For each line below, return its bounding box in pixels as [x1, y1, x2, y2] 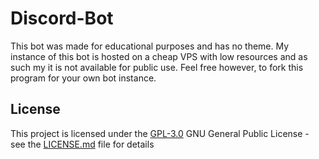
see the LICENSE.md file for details [10, 138, 155, 150]
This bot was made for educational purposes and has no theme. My [10, 40, 290, 52]
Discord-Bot [10, 7, 114, 30]
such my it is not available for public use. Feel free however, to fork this [10, 61, 304, 73]
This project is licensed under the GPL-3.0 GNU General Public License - [10, 127, 310, 139]
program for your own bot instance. [10, 72, 157, 84]
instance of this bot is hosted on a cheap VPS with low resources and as [10, 50, 308, 62]
